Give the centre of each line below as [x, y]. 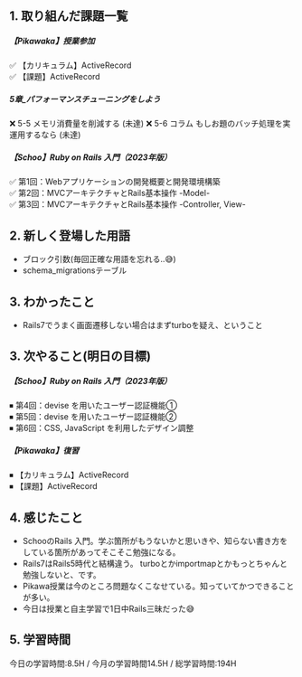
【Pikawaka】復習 [44, 450]
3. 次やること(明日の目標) [80, 357]
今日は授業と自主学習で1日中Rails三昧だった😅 [109, 609]
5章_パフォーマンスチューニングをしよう [85, 99]
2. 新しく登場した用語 [70, 235]
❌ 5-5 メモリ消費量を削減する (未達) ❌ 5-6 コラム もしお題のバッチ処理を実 [150, 124]
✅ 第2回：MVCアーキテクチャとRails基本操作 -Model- [110, 193]
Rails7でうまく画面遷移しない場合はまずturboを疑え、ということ [143, 324]
